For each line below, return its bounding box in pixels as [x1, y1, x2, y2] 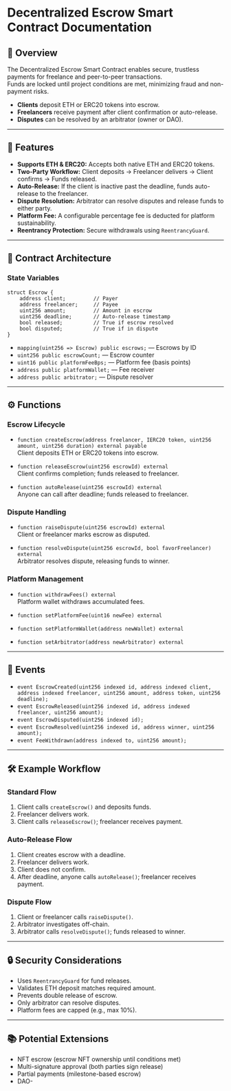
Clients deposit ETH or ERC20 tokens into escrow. [16, 101, 160, 108]
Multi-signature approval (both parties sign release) [16, 1062, 164, 1070]
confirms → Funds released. [16, 175, 98, 183]
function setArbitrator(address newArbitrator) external [16, 638, 184, 646]
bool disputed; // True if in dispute [19, 325, 158, 332]
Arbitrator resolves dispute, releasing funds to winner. [16, 557, 170, 565]
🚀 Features [7, 141, 54, 153]
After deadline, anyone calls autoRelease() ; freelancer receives [16, 872, 197, 881]
